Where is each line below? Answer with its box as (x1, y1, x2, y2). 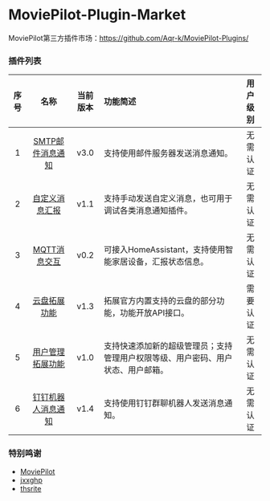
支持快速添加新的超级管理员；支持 (103, 340, 233, 352)
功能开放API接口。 (119, 308, 190, 319)
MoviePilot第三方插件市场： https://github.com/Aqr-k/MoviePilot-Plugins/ (8, 33, 249, 43)
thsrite (19, 483, 42, 493)
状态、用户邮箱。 (103, 365, 169, 376)
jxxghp (19, 475, 43, 485)
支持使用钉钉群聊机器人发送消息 (103, 397, 225, 409)
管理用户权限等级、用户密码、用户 (103, 352, 233, 364)
